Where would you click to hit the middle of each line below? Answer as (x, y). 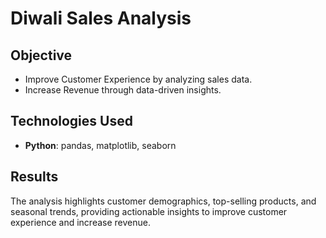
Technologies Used (71, 121)
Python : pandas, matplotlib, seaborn (100, 145)
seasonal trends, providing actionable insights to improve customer (149, 211)
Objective (41, 55)
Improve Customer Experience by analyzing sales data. (138, 79)
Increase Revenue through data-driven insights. (123, 90)
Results (34, 177)
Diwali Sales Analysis (101, 18)
